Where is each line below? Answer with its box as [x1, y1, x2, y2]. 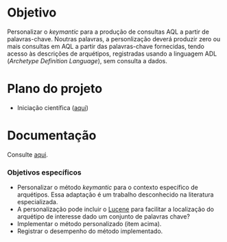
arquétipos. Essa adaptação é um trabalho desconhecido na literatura [16, 190, 214, 199]
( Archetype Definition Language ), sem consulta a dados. [7, 56, 168, 65]
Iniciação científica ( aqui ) [16, 103, 89, 111]
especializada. [16, 198, 58, 206]
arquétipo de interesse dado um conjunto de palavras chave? [16, 212, 191, 221]
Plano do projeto [7, 81, 103, 97]
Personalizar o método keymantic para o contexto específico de [16, 184, 199, 192]
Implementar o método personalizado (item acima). [16, 220, 162, 228]
